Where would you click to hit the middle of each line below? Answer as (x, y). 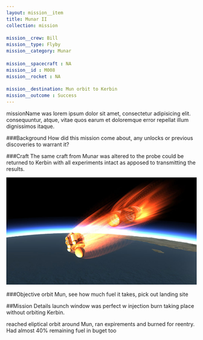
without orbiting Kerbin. (36, 312)
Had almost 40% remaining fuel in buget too (61, 330)
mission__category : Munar (39, 51)
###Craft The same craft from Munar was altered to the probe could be (95, 156)
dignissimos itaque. (31, 126)
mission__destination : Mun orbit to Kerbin (62, 89)
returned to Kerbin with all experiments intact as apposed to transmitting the (101, 162)
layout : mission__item (35, 13)
